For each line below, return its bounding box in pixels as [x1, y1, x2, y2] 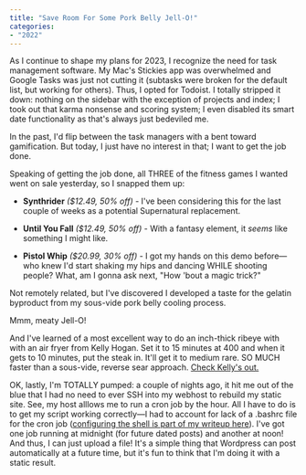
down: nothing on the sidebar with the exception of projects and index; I [9, 94, 280, 105]
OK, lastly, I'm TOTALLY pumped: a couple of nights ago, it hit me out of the [9, 380, 294, 391]
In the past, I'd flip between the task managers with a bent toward [9, 132, 257, 142]
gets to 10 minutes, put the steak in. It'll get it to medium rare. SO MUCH [9, 353, 280, 364]
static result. [9, 458, 57, 469]
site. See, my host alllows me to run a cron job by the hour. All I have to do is [9, 399, 297, 410]
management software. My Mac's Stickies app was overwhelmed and [9, 65, 271, 76]
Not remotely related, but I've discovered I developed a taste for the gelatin [9, 288, 292, 299]
